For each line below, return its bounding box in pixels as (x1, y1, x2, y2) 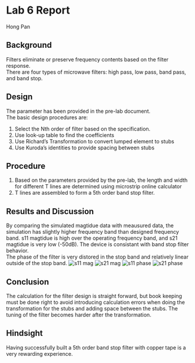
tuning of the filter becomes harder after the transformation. (6, 311, 151, 318)
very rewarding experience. (6, 350, 73, 357)
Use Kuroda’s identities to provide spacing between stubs (14, 144, 155, 151)
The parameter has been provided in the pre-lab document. (6, 107, 151, 115)
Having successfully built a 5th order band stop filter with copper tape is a (6, 344, 186, 351)
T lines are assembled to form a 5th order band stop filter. (14, 189, 155, 197)
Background (6, 40, 52, 50)
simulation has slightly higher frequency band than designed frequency (6, 228, 180, 236)
